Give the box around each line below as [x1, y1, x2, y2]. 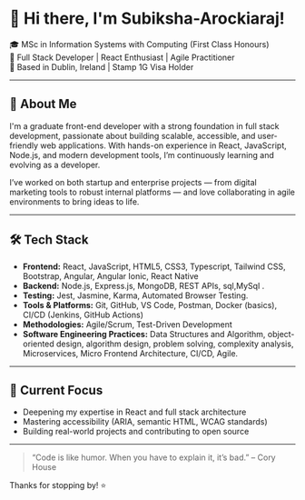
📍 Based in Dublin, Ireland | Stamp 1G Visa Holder [9, 61, 194, 72]
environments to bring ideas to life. [9, 195, 140, 207]
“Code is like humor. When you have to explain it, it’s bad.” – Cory [31, 452, 276, 463]
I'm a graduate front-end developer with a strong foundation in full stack [9, 120, 280, 131]
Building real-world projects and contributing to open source [22, 426, 250, 437]
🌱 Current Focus [9, 382, 103, 398]
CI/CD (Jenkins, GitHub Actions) [22, 309, 143, 320]
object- [267, 328, 295, 339]
